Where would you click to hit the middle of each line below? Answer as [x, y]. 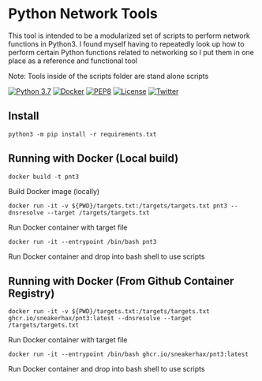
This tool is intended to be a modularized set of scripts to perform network [129, 35]
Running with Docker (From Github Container [121, 281]
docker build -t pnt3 [44, 177]
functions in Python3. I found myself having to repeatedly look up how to [126, 43]
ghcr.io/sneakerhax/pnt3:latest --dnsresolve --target [100, 319]
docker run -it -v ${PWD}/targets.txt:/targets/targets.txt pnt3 [118, 206]
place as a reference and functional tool [73, 61]
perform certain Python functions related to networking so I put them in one [131, 52]
